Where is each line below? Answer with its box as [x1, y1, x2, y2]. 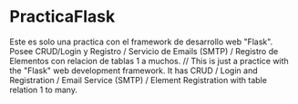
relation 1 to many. [9, 84, 77, 95]
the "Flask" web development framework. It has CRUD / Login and [9, 65, 258, 76]
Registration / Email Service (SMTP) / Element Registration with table [9, 74, 267, 85]
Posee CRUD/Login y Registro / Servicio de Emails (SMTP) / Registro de [9, 45, 279, 56]
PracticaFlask [9, 6, 116, 27]
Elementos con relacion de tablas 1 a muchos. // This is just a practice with [9, 55, 289, 66]
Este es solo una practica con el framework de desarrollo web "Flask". [9, 36, 273, 47]
